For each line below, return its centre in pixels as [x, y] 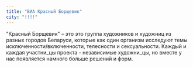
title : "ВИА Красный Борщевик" [44, 11]
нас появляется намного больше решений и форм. [70, 59]
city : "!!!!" [22, 17]
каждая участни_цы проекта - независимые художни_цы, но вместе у [94, 52]
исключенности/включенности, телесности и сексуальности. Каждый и [96, 46]
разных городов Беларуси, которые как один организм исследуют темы [97, 40]
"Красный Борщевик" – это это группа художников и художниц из [89, 33]
